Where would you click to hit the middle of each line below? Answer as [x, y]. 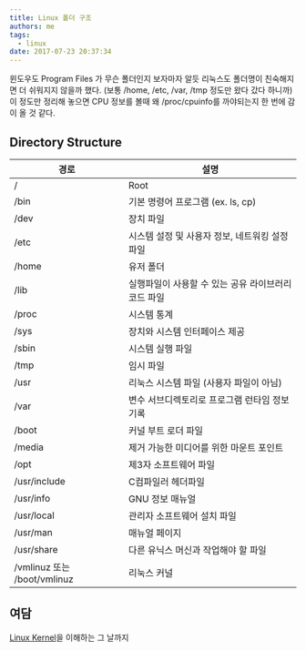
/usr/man [33, 532]
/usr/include [40, 481]
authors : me [32, 26]
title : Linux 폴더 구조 [51, 18]
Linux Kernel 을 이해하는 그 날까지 [69, 637]
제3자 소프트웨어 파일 [172, 464]
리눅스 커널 [151, 573]
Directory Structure [66, 142]
